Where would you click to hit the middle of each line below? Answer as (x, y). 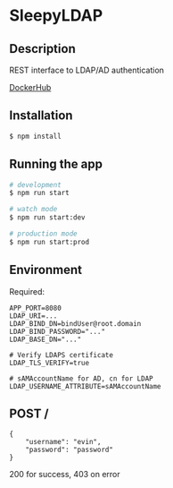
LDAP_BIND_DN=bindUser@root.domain (75, 323)
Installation (41, 116)
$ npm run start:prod (49, 242)
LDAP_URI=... (33, 316)
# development (36, 184)
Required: (27, 291)
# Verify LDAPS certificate (62, 355)
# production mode (43, 234)
